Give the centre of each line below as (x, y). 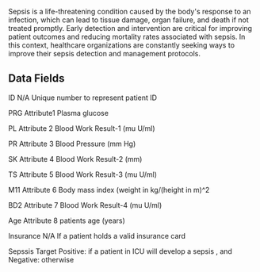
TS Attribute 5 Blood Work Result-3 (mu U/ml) (82, 174)
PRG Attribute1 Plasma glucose (59, 113)
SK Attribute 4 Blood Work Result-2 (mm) (75, 159)
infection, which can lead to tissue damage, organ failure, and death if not (129, 20)
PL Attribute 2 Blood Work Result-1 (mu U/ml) (82, 128)
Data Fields (36, 79)
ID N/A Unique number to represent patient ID (82, 98)
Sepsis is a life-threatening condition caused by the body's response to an (130, 11)
